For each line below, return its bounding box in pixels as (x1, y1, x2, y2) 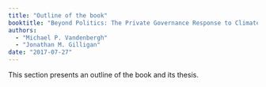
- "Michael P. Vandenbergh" (15, 33, 108, 42)
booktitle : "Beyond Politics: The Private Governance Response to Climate (8, 19, 260, 27)
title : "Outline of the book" (8, 11, 108, 20)
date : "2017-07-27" (8, 48, 73, 56)
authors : (8, 26, 37, 34)
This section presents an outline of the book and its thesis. (8, 70, 199, 79)
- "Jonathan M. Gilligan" (15, 41, 101, 49)
